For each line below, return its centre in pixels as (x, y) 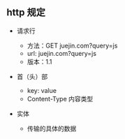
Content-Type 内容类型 (60, 98)
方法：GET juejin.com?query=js (72, 45)
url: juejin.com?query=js (62, 53)
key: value (42, 90)
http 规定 (26, 13)
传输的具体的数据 (52, 129)
